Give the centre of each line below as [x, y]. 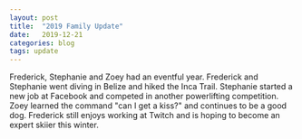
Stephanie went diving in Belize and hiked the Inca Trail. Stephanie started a [151, 87]
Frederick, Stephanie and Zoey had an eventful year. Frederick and [134, 77]
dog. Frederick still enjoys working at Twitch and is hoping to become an [145, 116]
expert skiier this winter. [54, 125]
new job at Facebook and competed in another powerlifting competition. [144, 97]
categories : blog [42, 43]
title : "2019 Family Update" [67, 26]
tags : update [34, 51]
